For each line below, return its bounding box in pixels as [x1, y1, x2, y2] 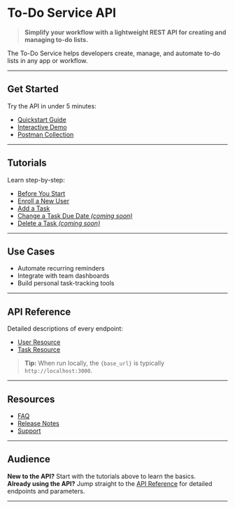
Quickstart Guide [17, 115, 66, 124]
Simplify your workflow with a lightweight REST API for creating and [24, 28, 227, 36]
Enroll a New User [17, 196, 70, 205]
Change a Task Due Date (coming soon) [17, 211, 133, 220]
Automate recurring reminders [17, 264, 105, 273]
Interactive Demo [17, 122, 68, 131]
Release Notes [17, 420, 59, 427]
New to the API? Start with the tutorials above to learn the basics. [7, 472, 196, 480]
